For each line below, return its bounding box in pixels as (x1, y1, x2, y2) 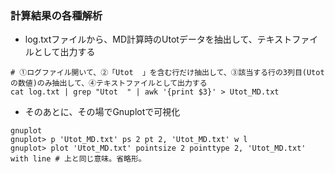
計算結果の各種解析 (10, 8, 103, 22)
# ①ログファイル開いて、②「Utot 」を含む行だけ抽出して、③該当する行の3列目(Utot (10, 68, 325, 78)
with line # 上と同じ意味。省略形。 (10, 154, 147, 164)
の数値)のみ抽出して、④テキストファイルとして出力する (10, 78, 208, 89)
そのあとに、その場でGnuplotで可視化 (24, 106, 181, 118)
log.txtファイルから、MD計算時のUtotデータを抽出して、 (24, 33, 258, 46)
